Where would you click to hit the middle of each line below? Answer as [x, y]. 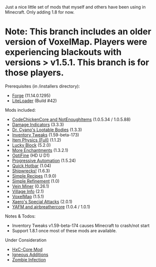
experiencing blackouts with [63, 52]
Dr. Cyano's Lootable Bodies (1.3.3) [47, 130]
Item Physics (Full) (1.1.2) [36, 140]
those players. [35, 73]
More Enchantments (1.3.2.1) [40, 150]
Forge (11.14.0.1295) [31, 95]
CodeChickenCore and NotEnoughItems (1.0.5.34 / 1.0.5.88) [71, 119]
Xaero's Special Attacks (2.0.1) [42, 201]
